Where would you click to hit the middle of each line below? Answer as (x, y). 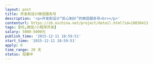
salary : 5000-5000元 (25, 32)
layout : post (18, 9)
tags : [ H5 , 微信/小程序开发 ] (31, 27)
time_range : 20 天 (23, 50)
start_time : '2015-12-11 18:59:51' (41, 41)
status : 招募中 (19, 54)
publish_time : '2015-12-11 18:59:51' (43, 37)
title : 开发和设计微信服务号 (31, 14)
